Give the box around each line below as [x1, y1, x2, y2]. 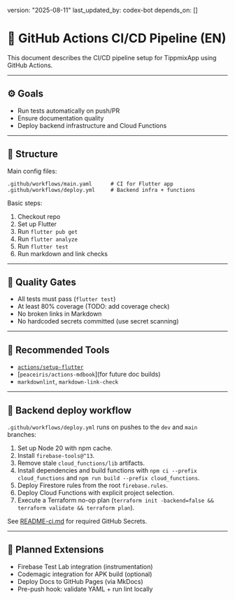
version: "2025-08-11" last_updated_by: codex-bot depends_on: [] [7, 6, 198, 14]
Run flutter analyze [17, 235, 78, 243]
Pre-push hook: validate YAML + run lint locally [17, 585, 153, 593]
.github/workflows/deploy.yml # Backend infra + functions [7, 186, 196, 193]
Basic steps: [7, 199, 43, 207]
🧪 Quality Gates [7, 276, 77, 288]
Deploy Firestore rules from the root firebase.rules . [17, 481, 169, 489]
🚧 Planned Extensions [7, 544, 104, 556]
